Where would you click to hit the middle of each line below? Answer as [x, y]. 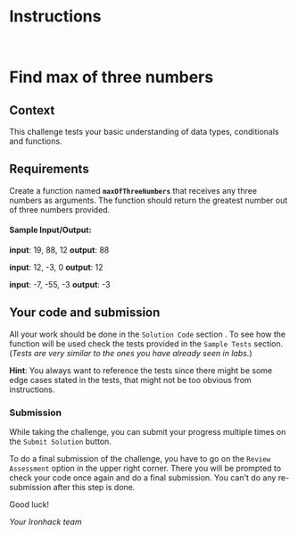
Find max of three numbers [112, 77]
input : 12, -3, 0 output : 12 [57, 267]
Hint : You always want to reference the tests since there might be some [141, 370]
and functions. [36, 141]
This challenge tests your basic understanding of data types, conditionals [144, 131]
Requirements [49, 169]
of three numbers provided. [60, 209]
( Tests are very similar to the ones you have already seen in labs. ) [131, 353]
